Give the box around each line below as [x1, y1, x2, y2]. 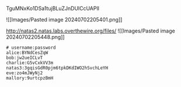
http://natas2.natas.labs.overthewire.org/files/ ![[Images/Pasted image [6, 27, 175, 34]
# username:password [6, 45, 57, 50]
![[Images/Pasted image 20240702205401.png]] [6, 16, 123, 23]
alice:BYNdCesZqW [6, 50, 48, 56]
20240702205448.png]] [6, 34, 65, 40]
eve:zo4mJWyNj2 [6, 70, 43, 76]
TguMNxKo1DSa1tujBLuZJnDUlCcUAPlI [6, 5, 100, 12]
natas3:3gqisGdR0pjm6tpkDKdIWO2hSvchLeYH [6, 65, 109, 71]
